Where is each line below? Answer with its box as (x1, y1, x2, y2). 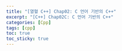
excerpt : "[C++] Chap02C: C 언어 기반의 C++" (6, 14, 114, 20)
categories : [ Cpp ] (6, 19, 51, 25)
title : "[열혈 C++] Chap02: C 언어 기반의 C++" (6, 8, 117, 15)
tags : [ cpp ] (6, 25, 35, 31)
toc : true (6, 30, 31, 36)
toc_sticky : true (6, 36, 49, 42)
